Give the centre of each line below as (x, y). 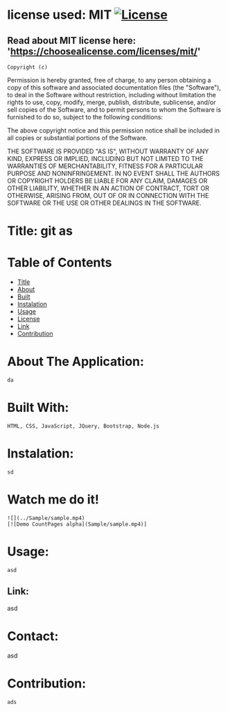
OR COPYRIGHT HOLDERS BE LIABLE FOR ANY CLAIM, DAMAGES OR (107, 181)
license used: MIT (60, 15)
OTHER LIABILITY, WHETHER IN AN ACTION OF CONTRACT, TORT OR (108, 188)
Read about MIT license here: (72, 41)
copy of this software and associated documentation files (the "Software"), (114, 87)
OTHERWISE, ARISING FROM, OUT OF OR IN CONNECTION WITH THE (108, 195)
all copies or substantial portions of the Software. (77, 138)
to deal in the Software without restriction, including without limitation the (112, 95)
